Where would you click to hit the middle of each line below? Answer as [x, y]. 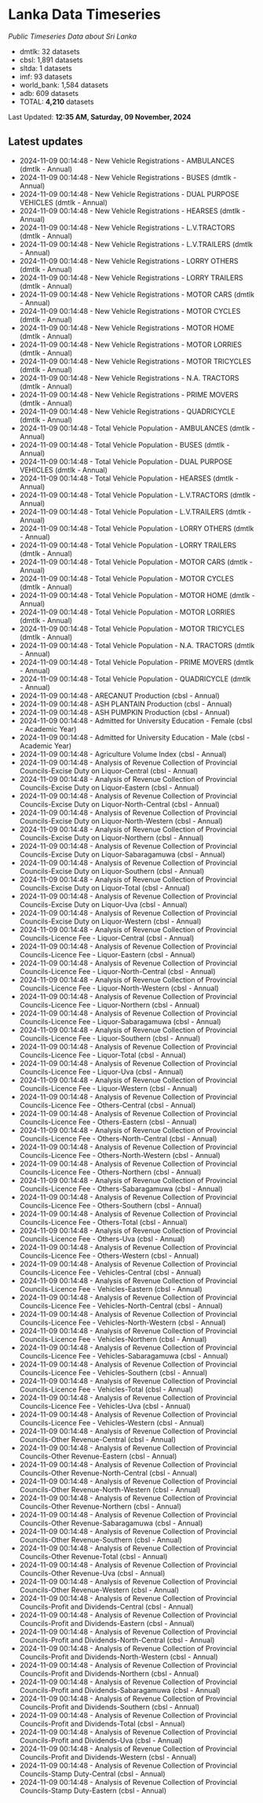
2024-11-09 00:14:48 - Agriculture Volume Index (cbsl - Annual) [123, 754]
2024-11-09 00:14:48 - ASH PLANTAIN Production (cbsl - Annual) [126, 704]
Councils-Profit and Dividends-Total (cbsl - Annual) [102, 1724]
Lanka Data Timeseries [84, 15]
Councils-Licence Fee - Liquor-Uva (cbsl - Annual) [101, 1071]
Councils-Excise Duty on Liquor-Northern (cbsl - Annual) [111, 837]
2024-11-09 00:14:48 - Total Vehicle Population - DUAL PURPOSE [126, 461]
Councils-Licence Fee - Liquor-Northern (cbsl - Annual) [110, 1005]
